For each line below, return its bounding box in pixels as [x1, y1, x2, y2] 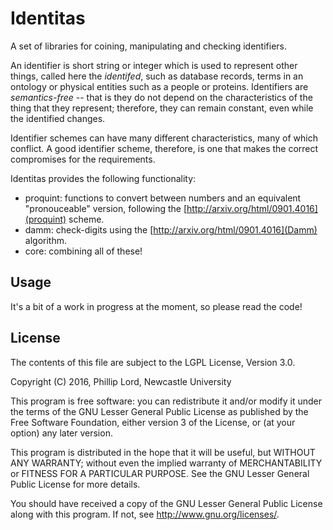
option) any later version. [10, 427, 113, 439]
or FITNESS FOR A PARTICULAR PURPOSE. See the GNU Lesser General [10, 467, 310, 479]
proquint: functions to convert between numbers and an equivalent [24, 192, 302, 204]
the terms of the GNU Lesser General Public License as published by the [10, 405, 309, 417]
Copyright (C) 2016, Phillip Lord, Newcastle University [10, 375, 232, 387]
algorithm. [24, 234, 67, 246]
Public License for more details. [10, 478, 141, 490]
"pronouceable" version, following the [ [24, 202, 188, 214]
